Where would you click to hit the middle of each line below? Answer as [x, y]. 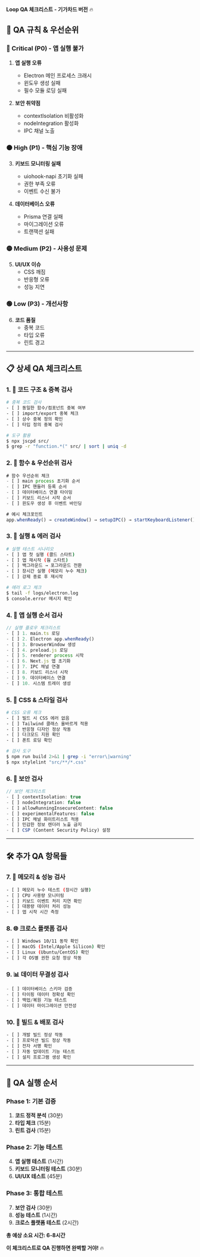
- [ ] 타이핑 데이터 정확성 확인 [41, 995]
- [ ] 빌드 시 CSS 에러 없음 [38, 718]
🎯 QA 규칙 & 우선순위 [43, 30]
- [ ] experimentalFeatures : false [50, 814]
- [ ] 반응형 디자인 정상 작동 [39, 729]
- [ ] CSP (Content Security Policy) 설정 [58, 830]
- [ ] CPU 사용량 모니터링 [35, 896]
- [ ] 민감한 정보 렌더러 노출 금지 [44, 825]
